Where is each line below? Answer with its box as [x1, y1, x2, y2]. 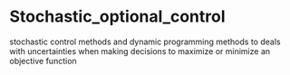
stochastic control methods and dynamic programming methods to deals [9, 36, 281, 47]
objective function [9, 55, 77, 66]
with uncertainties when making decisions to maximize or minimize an [9, 45, 271, 56]
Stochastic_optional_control [9, 6, 226, 27]
